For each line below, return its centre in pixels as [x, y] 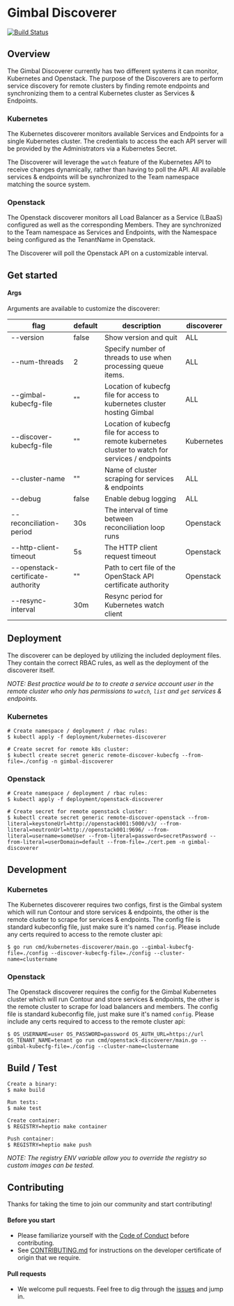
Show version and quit [141, 337]
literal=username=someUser [46, 836]
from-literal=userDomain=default [56, 842]
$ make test [24, 1109]
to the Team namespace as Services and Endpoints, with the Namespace [112, 232]
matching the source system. [49, 184]
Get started [32, 275]
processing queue [134, 366]
